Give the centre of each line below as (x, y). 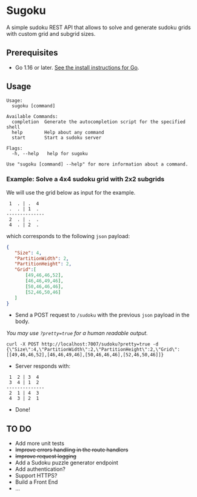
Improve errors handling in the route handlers (72, 450)
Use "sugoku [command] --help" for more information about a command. (97, 164)
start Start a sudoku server (57, 138)
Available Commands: (32, 116)
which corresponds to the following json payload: (68, 236)
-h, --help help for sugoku (50, 153)
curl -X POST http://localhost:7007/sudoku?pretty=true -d (82, 344)
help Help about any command (58, 132)
